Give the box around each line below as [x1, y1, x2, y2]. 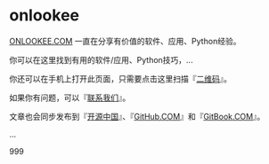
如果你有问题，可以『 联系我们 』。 [9, 92, 131, 103]
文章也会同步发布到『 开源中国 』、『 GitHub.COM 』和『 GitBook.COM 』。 [9, 111, 265, 121]
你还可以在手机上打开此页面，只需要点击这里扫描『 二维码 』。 [9, 73, 232, 84]
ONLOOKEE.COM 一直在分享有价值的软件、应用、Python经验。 [9, 35, 241, 46]
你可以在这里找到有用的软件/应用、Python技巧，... [9, 54, 193, 65]
